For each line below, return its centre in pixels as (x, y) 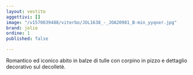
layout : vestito (26, 11)
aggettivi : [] (23, 17)
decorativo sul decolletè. (36, 67)
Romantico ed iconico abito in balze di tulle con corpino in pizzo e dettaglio (97, 60)
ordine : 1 (18, 33)
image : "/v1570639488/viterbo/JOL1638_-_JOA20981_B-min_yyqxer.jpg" (92, 22)
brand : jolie (22, 28)
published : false (27, 39)
